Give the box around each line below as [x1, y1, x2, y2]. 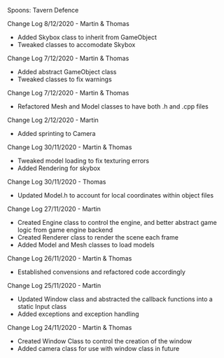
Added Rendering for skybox [17, 164, 101, 172]
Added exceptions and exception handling [17, 310, 139, 318]
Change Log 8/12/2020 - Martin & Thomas [7, 20, 129, 27]
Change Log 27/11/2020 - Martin [7, 205, 101, 213]
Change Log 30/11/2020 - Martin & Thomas [7, 143, 132, 151]
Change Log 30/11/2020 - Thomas [7, 178, 106, 186]
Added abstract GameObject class [17, 68, 117, 76]
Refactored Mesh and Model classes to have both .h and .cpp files [17, 102, 209, 111]
